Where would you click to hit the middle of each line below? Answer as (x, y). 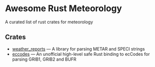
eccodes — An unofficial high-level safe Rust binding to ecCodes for (81, 54)
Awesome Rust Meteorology (64, 8)
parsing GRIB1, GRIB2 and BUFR (44, 59)
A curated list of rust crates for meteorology (49, 22)
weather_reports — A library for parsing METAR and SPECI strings (78, 49)
